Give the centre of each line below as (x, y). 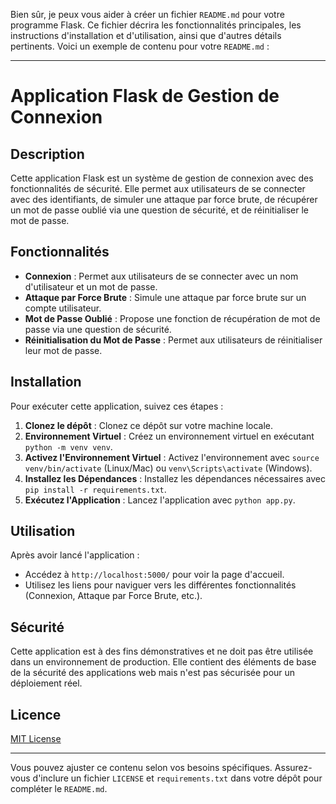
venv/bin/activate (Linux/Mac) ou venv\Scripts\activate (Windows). (168, 468)
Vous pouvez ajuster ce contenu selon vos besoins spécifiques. (141, 768)
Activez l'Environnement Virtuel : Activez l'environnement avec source (172, 457)
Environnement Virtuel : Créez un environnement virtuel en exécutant (169, 436)
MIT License (36, 739)
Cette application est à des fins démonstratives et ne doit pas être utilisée (162, 651)
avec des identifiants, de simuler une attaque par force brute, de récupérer (164, 199)
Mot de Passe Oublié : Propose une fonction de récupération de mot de (172, 318)
